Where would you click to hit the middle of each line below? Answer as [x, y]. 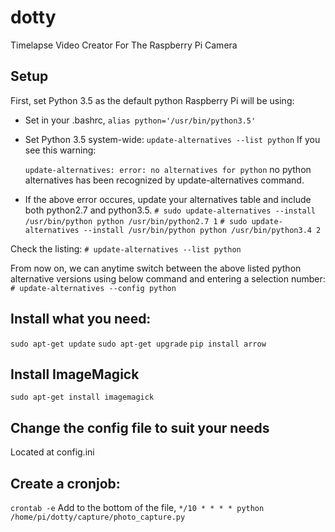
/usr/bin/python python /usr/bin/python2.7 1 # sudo [136, 221]
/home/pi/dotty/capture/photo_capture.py [98, 517]
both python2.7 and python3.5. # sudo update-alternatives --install [170, 210]
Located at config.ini [52, 452]
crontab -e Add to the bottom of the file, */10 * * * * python [137, 507]
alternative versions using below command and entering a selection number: [168, 278]
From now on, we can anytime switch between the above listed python [156, 268]
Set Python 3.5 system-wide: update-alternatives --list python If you [172, 139]
